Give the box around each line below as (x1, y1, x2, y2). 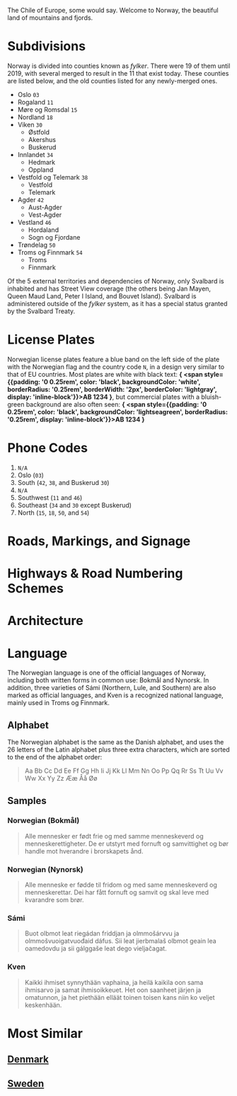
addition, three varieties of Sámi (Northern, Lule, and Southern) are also (7, 684, 216, 692)
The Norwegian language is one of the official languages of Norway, (7, 668, 207, 677)
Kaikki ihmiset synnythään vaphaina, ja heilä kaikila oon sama (24, 978, 204, 986)
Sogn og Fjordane (28, 233, 81, 241)
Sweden (7, 1078, 45, 1090)
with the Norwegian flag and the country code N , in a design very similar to (7, 362, 225, 371)
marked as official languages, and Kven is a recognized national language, (7, 691, 224, 699)
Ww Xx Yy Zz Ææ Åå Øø (24, 774, 98, 783)
